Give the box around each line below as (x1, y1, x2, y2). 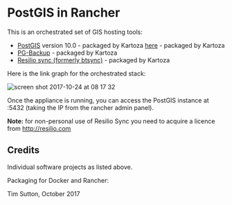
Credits (7, 144, 40, 157)
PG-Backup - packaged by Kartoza (17, 48, 118, 57)
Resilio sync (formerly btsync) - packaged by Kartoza (17, 55, 170, 64)
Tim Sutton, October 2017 (7, 189, 81, 198)
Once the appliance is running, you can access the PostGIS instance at (7, 96, 209, 105)
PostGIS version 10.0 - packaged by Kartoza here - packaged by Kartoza (17, 41, 225, 49)
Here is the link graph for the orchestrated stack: (7, 69, 146, 78)
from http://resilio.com (7, 124, 71, 132)
